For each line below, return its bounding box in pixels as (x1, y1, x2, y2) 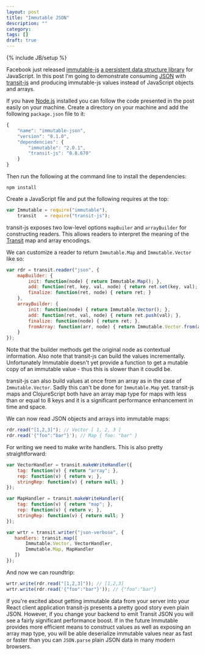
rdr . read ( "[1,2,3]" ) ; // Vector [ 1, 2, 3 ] (6, 427, 121, 433)
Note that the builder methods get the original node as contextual (6, 346, 171, 353)
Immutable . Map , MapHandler (25, 546, 95, 552)
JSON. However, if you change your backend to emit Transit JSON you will (6, 610, 194, 617)
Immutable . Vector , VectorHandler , (25, 541, 113, 547)
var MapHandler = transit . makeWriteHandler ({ (6, 496, 124, 502)
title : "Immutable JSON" (6, 15, 70, 21)
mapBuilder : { (17, 272, 53, 278)
